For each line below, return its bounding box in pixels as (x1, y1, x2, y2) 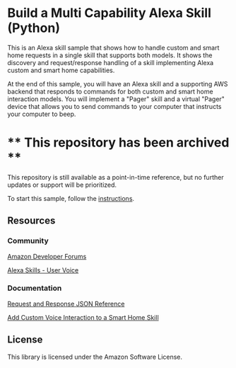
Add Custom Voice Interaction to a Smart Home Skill (7, 313, 159, 321)
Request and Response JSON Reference (7, 299, 125, 308)
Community (7, 236, 49, 246)
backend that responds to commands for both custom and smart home (7, 87, 213, 96)
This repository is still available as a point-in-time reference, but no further (7, 173, 224, 181)
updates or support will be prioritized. (7, 180, 117, 189)
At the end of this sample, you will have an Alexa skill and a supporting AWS (7, 79, 228, 88)
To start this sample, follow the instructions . (7, 194, 135, 202)
